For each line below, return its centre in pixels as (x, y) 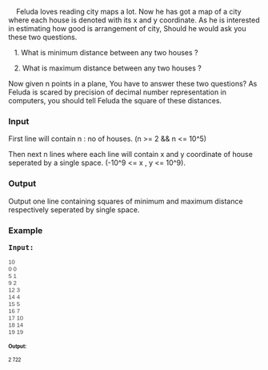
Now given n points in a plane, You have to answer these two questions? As (133, 84)
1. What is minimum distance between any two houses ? (106, 52)
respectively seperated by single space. (74, 209)
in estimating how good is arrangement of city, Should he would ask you (127, 28)
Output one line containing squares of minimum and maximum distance (126, 201)
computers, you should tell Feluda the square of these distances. (115, 101)
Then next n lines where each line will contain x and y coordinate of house (131, 155)
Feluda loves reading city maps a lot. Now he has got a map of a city (128, 12)
